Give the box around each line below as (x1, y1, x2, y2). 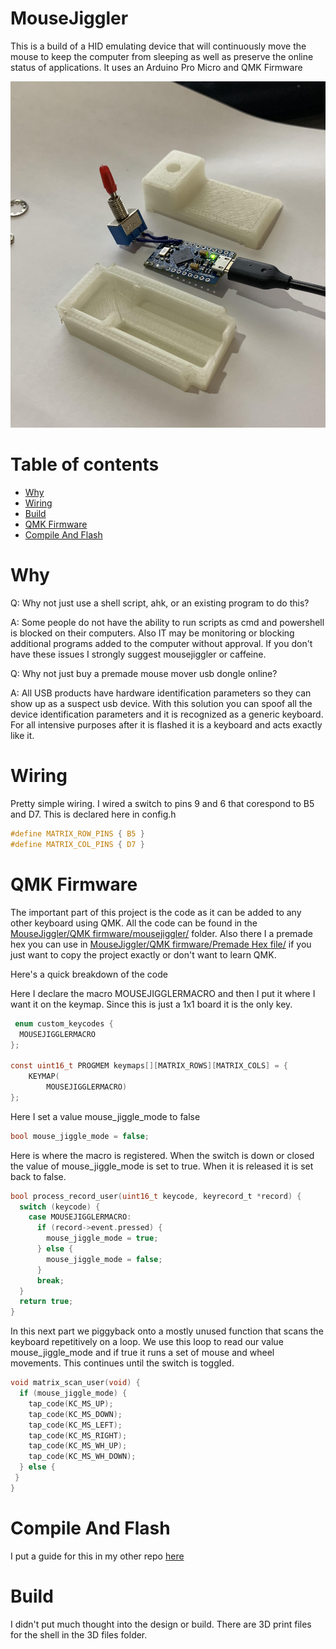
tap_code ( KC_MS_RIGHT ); (28, 1430, 128, 1441)
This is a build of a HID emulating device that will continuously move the (10, 40, 307, 52)
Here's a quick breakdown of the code (10, 968, 168, 980)
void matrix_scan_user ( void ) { (10, 1378, 141, 1388)
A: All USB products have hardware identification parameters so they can (10, 687, 312, 699)
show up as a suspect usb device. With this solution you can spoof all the (10, 698, 313, 710)
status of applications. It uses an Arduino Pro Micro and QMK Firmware (10, 61, 303, 73)
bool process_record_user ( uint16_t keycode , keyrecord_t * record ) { (10, 1191, 302, 1201)
